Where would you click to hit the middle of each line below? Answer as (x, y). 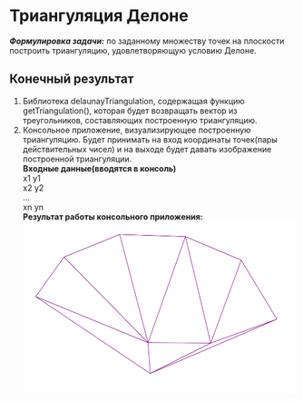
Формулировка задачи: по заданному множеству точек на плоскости (147, 41)
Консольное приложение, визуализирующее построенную (137, 130)
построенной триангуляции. (77, 159)
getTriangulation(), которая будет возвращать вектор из (130, 111)
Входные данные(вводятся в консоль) (99, 168)
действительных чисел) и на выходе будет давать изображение (147, 149)
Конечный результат (72, 79)
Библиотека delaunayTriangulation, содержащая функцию (133, 101)
